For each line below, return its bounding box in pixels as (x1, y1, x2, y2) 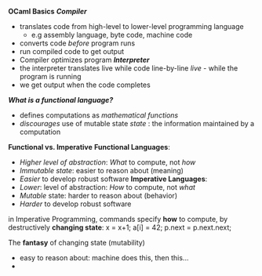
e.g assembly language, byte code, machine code (31, 31, 193, 39)
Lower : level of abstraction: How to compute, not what (19, 183, 196, 191)
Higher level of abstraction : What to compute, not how (19, 158, 196, 167)
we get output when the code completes (19, 80, 151, 89)
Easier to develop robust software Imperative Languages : (19, 174, 208, 183)
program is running (19, 72, 82, 81)
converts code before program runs (19, 38, 136, 48)
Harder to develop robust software (19, 199, 132, 209)
